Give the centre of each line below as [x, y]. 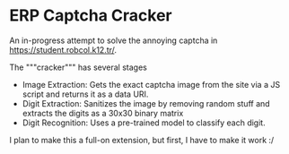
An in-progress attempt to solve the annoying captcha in [114, 40]
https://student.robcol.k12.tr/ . [63, 49]
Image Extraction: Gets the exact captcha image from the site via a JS [151, 84]
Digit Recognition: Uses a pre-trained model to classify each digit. [144, 123]
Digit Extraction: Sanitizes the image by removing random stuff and [146, 103]
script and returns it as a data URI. [85, 94]
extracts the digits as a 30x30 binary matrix [103, 113]
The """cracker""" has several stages [79, 67]
